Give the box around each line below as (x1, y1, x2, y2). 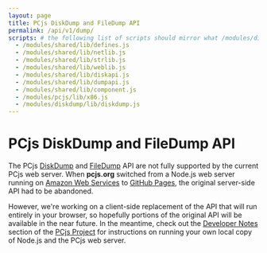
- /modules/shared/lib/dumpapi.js (15, 78, 130, 86)
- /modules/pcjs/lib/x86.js (15, 93, 109, 101)
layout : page (8, 11, 52, 20)
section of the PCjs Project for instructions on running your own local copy (8, 228, 253, 237)
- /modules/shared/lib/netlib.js (15, 49, 126, 56)
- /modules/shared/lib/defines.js (15, 41, 130, 49)
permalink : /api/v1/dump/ (8, 26, 94, 34)
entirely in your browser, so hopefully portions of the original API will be (8, 210, 242, 220)
